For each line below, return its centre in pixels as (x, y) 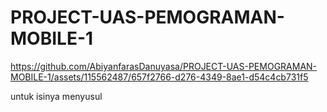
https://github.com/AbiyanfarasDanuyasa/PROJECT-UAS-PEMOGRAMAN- (164, 66)
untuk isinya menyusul (56, 96)
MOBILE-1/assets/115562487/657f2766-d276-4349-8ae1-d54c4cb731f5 (159, 77)
